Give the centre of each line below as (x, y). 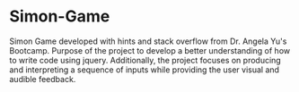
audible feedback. (43, 79)
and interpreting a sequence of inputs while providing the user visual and (145, 70)
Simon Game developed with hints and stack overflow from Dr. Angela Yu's (148, 41)
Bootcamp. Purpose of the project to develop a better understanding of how (149, 50)
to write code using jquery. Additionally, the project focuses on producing (145, 60)
